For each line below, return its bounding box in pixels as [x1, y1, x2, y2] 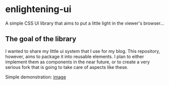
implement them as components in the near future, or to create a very [5, 59, 150, 65]
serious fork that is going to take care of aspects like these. [5, 64, 129, 70]
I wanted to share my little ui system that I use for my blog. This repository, [5, 48, 160, 54]
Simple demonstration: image [5, 74, 67, 80]
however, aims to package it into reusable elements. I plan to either [5, 53, 144, 59]
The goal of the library [5, 35, 77, 43]
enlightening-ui [5, 4, 72, 15]
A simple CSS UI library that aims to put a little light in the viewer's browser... [5, 20, 164, 26]
